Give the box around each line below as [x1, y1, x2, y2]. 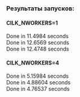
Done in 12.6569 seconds [6, 39, 69, 46]
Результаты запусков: [6, 4, 75, 13]
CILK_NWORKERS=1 [6, 19, 58, 27]
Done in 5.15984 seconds [6, 72, 69, 80]
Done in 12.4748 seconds [6, 45, 69, 52]
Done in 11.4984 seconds [6, 33, 69, 40]
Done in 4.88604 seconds [6, 79, 71, 86]
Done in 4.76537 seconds [6, 86, 70, 93]
